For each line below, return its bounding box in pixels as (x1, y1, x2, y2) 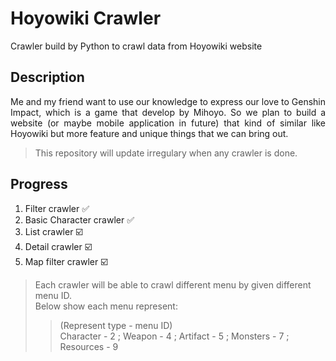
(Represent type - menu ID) (59, 319, 173, 331)
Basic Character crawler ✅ (24, 213, 135, 226)
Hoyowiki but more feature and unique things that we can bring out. (10, 127, 289, 139)
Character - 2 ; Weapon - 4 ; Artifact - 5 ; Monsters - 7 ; (59, 330, 290, 342)
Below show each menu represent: (34, 300, 178, 312)
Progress (10, 176, 68, 193)
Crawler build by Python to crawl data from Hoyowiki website (10, 40, 263, 52)
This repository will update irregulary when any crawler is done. (34, 147, 298, 159)
